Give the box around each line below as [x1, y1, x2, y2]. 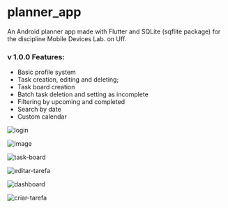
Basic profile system [17, 68, 77, 77]
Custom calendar [17, 112, 68, 121]
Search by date [17, 105, 61, 114]
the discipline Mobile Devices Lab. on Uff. [7, 34, 127, 43]
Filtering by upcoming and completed [17, 98, 126, 106]
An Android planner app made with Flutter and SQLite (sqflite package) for [7, 27, 221, 36]
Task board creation [17, 83, 75, 91]
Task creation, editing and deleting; [17, 75, 119, 84]
